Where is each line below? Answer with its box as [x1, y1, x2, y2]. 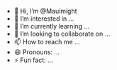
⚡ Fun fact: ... [13, 56, 53, 64]
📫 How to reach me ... [13, 38, 80, 46]
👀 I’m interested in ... [13, 14, 74, 23]
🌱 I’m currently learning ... [13, 22, 90, 30]
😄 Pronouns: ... [13, 48, 60, 56]
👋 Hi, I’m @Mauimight [13, 7, 77, 15]
